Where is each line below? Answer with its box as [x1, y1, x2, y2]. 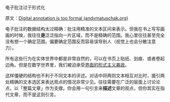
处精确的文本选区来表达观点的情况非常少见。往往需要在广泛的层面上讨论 [5, 79, 156, 85]
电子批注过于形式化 [5, 5, 46, 10]
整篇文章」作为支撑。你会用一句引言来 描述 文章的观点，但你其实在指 [22, 85, 165, 91]
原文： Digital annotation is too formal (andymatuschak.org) [5, 15, 129, 21]
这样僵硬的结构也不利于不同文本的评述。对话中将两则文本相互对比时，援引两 [5, 73, 165, 78]
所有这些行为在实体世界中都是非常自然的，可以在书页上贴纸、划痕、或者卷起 [5, 56, 165, 62]
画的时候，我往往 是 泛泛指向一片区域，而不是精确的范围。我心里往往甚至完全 [5, 32, 165, 38]
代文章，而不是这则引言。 [5, 91, 59, 97]
